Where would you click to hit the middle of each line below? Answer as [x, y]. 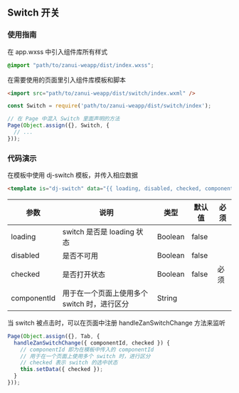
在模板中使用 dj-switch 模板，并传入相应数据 [73, 175]
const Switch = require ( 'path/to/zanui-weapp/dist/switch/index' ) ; [110, 106]
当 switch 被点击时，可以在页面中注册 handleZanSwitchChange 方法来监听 [117, 323]
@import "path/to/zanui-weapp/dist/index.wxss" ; [81, 65]
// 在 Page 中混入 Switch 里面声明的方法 [64, 119]
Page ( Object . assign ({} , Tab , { [54, 336]
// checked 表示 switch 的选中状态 [69, 363]
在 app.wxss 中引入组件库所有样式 [58, 51]
